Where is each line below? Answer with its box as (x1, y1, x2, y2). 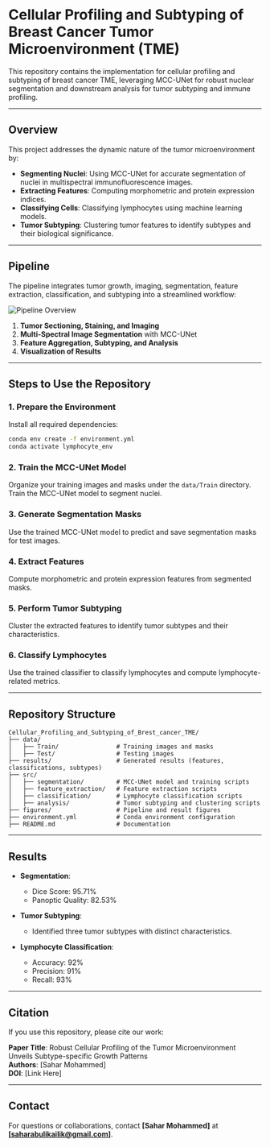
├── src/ (8, 771, 38, 779)
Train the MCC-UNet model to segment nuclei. (8, 489, 162, 499)
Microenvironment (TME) (8, 40, 180, 58)
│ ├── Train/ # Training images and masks (8, 743, 215, 751)
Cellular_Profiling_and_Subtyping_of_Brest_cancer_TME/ (8, 729, 199, 737)
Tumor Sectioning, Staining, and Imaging (19, 321, 160, 330)
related (8, 677, 32, 686)
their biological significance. (19, 228, 114, 238)
